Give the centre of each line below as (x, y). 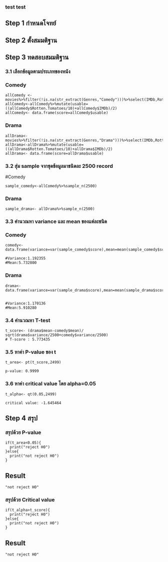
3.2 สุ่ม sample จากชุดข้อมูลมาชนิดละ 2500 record (59, 166)
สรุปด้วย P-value (23, 432)
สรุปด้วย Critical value (30, 500)
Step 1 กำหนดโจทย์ (31, 23)
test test (15, 7)
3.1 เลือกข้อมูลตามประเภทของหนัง (38, 72)
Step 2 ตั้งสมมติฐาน (31, 40)
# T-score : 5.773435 (28, 340)
